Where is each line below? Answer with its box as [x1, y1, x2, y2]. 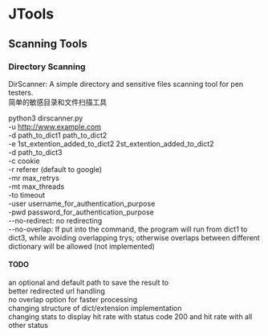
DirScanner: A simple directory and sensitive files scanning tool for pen [8, 79, 244, 88]
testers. [8, 88, 34, 97]
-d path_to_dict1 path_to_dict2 [8, 130, 108, 140]
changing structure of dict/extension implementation [8, 303, 182, 313]
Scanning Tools [8, 37, 88, 51]
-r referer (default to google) [8, 164, 103, 174]
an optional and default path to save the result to [8, 278, 169, 288]
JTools [8, 5, 55, 23]
